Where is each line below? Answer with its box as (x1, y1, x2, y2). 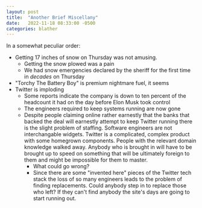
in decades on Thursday (24, 73, 85, 80)
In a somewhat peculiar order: (6, 42, 81, 49)
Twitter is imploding (14, 86, 65, 93)
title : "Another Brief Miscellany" (6, 14, 98, 20)
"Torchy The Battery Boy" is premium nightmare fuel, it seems (14, 80, 169, 87)
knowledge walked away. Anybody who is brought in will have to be (24, 143, 192, 151)
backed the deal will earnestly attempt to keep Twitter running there (24, 118, 193, 125)
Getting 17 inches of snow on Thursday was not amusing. (14, 54, 158, 61)
